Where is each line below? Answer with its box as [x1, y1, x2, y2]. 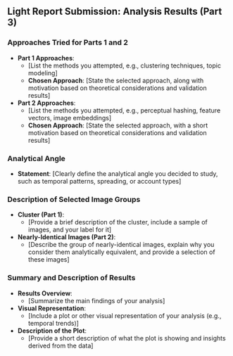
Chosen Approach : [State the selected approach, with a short [27, 121, 208, 129]
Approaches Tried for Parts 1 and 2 [7, 38, 129, 48]
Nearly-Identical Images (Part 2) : [17, 233, 116, 241]
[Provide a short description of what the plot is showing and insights [27, 333, 227, 342]
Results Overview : [17, 288, 73, 298]
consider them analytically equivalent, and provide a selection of [27, 248, 216, 256]
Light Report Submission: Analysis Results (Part [7, 6, 222, 18]
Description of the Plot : [17, 326, 87, 335]
